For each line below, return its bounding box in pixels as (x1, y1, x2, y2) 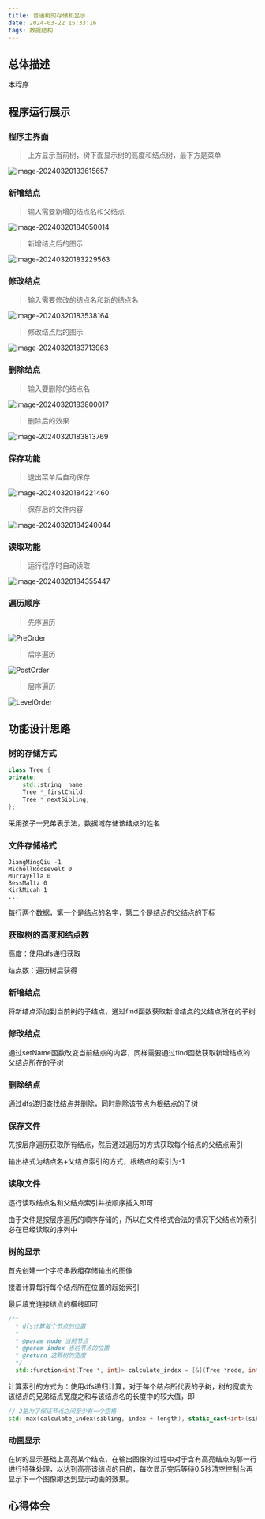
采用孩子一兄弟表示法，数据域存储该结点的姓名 (8, 818, 160, 828)
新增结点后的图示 (27, 239, 84, 249)
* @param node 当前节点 (15, 1337, 89, 1345)
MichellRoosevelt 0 (8, 865, 73, 873)
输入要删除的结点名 (27, 384, 91, 393)
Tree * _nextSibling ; (22, 795, 90, 803)
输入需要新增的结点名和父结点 (27, 207, 125, 216)
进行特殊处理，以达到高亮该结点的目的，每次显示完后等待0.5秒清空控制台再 (8, 1464, 254, 1474)
